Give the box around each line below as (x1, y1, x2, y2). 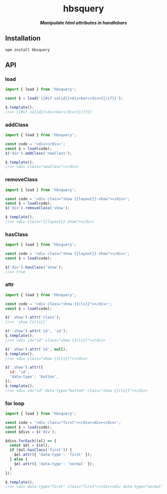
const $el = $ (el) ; (9, 443, 50, 448)
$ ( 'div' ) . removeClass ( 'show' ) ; (5, 206, 70, 211)
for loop (5, 400, 25, 407)
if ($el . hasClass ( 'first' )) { (9, 448, 72, 453)
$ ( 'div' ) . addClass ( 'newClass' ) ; (5, 151, 72, 156)
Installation (5, 34, 41, 43)
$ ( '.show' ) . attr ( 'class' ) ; (5, 315, 61, 320)
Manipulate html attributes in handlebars (40, 19, 127, 25)
